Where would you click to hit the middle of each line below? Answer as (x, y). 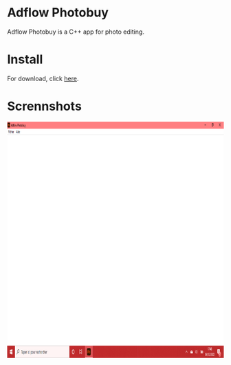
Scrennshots (45, 106)
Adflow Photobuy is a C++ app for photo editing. (76, 32)
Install (25, 59)
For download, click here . (43, 78)
